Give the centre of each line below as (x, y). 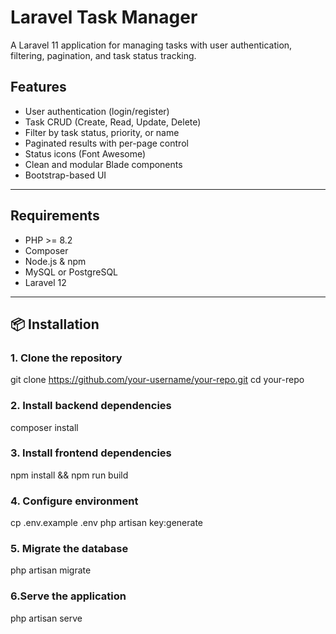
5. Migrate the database (69, 549)
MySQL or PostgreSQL (71, 272)
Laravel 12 (45, 282)
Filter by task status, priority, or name (102, 132)
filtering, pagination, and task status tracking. (103, 55)
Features (38, 87)
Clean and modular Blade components (103, 164)
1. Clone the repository (66, 358)
